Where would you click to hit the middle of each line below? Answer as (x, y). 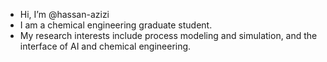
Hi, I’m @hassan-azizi (64, 14)
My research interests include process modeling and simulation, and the (168, 35)
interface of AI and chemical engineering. (105, 46)
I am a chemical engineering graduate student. (116, 25)
